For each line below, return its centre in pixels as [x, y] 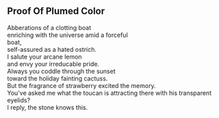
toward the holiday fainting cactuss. [57, 78]
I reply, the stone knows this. [48, 107]
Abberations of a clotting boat [49, 27]
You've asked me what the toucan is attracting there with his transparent [109, 93]
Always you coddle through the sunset [61, 71]
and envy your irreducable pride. [53, 63]
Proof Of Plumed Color [56, 11]
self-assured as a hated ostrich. [52, 49]
